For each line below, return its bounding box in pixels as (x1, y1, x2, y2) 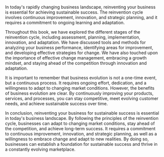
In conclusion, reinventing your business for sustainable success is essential (5, 110, 159, 116)
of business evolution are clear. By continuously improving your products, (5, 90, 154, 96)
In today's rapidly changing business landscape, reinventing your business (5, 4, 156, 10)
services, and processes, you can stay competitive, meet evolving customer (5, 96, 159, 101)
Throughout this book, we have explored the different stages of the (5, 29, 141, 35)
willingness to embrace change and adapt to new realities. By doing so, (5, 136, 149, 142)
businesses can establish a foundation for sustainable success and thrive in (5, 141, 158, 147)
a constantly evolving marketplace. (5, 146, 76, 152)
